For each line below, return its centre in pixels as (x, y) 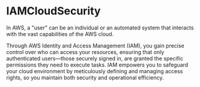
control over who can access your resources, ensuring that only (85, 52)
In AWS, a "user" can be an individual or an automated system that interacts (100, 28)
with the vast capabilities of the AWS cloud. (60, 34)
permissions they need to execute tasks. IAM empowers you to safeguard (97, 65)
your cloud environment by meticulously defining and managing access (95, 71)
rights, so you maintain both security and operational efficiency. (85, 77)
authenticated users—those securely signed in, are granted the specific (95, 58)
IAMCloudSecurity (53, 11)
